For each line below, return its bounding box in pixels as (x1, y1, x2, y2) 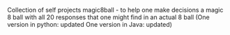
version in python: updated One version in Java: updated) (7, 21, 173, 28)
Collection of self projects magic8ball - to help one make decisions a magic (7, 6, 224, 14)
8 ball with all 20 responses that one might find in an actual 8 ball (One (7, 13, 210, 21)
